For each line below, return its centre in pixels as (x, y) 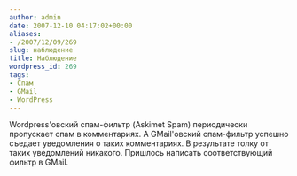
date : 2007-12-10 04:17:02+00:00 (71, 26)
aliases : (25, 34)
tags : (19, 75)
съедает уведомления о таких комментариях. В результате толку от (139, 143)
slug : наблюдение (41, 50)
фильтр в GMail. (39, 162)
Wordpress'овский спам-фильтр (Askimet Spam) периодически (129, 125)
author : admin (35, 17)
